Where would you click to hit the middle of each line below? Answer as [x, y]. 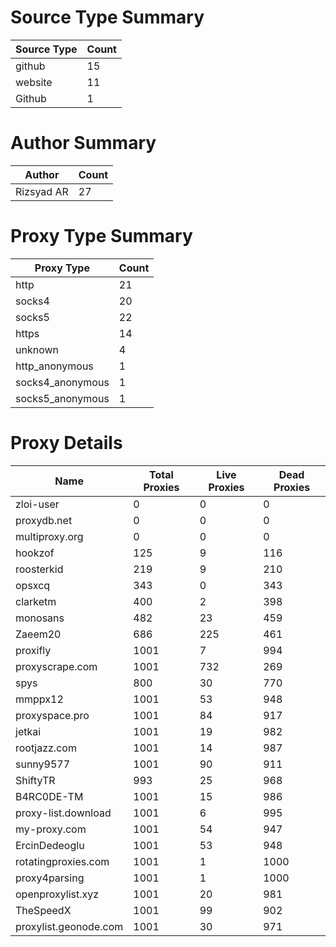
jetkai [28, 731]
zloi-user [37, 504]
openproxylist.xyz [57, 894]
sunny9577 [43, 764]
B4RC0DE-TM [49, 796]
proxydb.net [44, 520]
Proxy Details [66, 443]
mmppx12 [39, 699]
